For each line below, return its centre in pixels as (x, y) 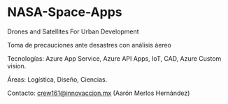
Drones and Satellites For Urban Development (73, 31)
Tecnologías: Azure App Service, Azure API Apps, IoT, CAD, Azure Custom (114, 58)
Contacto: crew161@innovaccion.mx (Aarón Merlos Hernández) (99, 93)
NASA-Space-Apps (65, 12)
